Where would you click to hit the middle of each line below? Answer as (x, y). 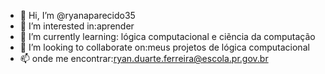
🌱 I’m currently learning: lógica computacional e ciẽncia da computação (167, 36)
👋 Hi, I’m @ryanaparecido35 (77, 15)
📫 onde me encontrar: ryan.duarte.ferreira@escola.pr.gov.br (144, 58)
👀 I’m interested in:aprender (77, 26)
